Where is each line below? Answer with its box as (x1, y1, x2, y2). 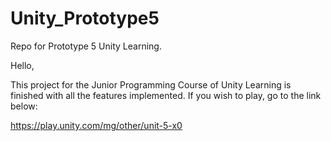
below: (10, 100, 38, 112)
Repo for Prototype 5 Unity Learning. (10, 40, 162, 52)
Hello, (10, 59, 35, 71)
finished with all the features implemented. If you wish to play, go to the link (10, 89, 322, 101)
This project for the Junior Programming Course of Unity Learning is (10, 78, 292, 91)
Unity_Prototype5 (10, 7, 160, 30)
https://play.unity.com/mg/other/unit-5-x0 (10, 119, 183, 131)
